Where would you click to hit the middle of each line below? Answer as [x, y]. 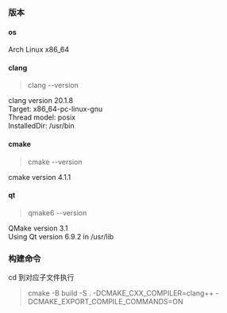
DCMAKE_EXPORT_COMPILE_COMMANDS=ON [106, 302]
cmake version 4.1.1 [40, 177]
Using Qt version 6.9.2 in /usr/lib [61, 236]
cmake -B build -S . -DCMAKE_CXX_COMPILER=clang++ [121, 293]
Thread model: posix [42, 117]
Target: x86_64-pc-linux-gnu [56, 109]
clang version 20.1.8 [41, 101]
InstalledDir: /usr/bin [41, 126]
